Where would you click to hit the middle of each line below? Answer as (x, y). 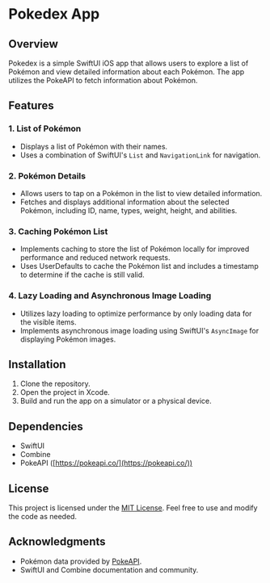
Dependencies (46, 426)
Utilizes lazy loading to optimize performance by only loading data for (136, 313)
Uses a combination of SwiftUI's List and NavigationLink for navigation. (140, 155)
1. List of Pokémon (45, 128)
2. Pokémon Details (47, 176)
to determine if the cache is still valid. (82, 275)
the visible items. (48, 322)
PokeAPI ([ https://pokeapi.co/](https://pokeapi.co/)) (106, 463)
